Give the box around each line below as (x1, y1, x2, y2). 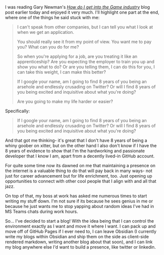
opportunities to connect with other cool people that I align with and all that (5, 178, 157, 184)
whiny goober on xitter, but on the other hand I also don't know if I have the (5, 143, 157, 149)
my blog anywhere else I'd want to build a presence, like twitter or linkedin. (5, 244, 156, 250)
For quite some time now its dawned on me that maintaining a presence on (5, 163, 156, 168)
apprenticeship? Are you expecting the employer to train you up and (17, 59, 155, 64)
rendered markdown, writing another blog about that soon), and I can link (5, 239, 153, 245)
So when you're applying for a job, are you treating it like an (17, 53, 138, 59)
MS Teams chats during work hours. (5, 208, 78, 214)
